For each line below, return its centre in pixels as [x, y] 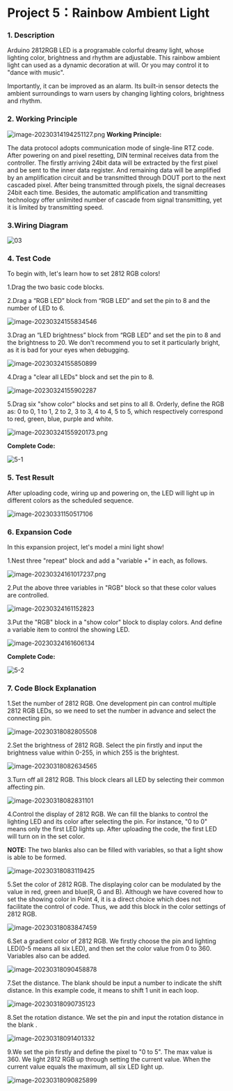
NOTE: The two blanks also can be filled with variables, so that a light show [115, 850]
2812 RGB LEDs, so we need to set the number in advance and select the [112, 711]
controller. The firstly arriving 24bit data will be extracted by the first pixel [112, 163]
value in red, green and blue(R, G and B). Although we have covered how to [115, 892]
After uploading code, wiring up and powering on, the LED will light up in [111, 493]
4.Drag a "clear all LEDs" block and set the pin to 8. [81, 377]
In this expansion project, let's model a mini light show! [86, 547]
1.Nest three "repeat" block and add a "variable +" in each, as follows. [107, 561]
